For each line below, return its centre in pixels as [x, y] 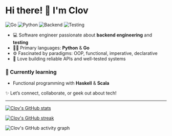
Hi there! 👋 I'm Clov [47, 11]
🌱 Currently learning [31, 72]
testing [20, 42]
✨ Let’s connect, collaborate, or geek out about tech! [61, 93]
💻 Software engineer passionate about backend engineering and [82, 35]
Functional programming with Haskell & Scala [61, 83]
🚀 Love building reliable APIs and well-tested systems [69, 59]
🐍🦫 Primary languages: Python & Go [51, 48]
